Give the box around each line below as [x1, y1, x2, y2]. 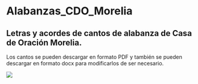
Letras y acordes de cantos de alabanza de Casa [6, 28, 192, 38]
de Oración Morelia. [6, 37, 82, 47]
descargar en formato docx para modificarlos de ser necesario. [6, 60, 164, 67]
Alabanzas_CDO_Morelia [6, 4, 133, 18]
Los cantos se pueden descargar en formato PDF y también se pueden [6, 53, 182, 61]
